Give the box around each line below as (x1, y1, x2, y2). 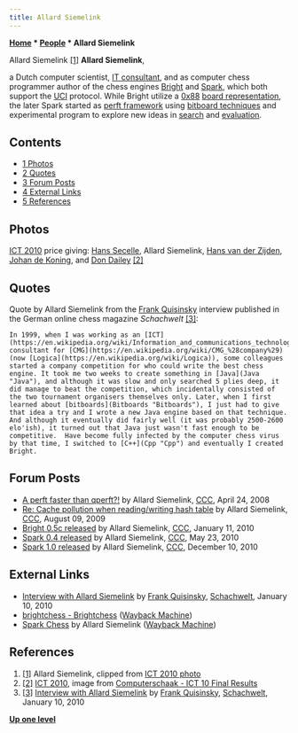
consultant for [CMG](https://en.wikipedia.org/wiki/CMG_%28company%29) (9, 347, 284, 355)
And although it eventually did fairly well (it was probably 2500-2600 (9, 416, 284, 425)
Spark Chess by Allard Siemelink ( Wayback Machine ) (21, 619, 216, 629)
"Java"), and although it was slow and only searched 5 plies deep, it (9, 378, 279, 386)
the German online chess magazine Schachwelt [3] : (9, 314, 199, 324)
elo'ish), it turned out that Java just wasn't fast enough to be (9, 424, 260, 433)
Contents (9, 135, 62, 151)
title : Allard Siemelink (9, 12, 101, 22)
